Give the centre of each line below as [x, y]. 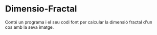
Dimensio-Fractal [41, 9]
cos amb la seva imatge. [30, 27]
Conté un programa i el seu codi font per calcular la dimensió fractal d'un [79, 22]
